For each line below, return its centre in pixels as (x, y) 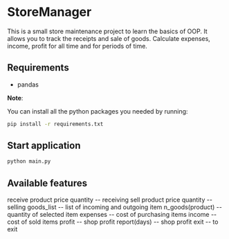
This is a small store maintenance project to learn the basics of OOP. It (107, 31)
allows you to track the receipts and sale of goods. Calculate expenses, (109, 38)
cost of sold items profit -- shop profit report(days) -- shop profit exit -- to (113, 222)
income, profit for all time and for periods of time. (77, 46)
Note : (15, 98)
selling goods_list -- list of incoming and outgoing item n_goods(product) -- (115, 207)
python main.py (29, 161)
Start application (44, 146)
